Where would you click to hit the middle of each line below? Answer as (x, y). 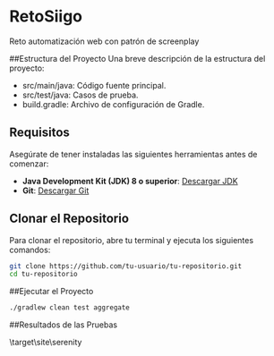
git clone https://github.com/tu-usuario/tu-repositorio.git (126, 266)
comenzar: (29, 164)
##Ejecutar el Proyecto (51, 292)
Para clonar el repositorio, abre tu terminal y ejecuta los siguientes (131, 240)
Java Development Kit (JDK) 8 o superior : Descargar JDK (130, 181)
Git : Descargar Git (56, 191)
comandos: (30, 250)
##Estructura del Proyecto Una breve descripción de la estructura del (137, 58)
